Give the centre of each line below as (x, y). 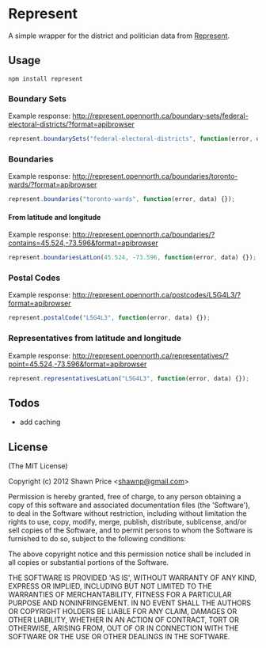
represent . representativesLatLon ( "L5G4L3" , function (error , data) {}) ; (129, 378)
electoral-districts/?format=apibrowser (71, 124)
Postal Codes (34, 278)
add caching (40, 422)
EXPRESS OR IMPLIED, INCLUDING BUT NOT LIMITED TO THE (110, 586)
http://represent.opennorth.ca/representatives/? (151, 355)
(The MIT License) (38, 466)
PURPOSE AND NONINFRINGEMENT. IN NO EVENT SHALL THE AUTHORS (130, 603)
